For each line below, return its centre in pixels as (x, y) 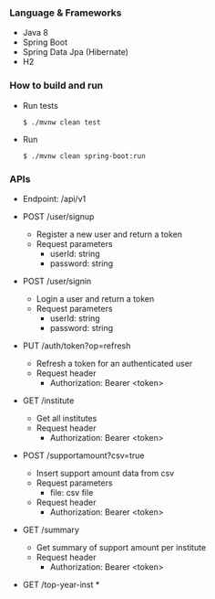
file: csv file (72, 492)
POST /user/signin (57, 281)
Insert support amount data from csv (105, 473)
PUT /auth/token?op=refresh (77, 346)
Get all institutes (67, 418)
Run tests (41, 105)
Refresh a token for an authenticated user (114, 363)
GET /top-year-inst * (61, 584)
